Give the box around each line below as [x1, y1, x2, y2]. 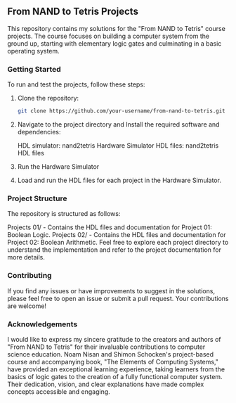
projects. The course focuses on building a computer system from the [7, 32, 209, 40]
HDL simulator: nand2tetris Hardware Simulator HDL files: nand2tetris [17, 141, 219, 150]
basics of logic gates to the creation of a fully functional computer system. [7, 372, 223, 380]
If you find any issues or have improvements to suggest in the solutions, [7, 286, 216, 295]
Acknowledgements [7, 319, 78, 329]
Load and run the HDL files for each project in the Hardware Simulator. [17, 176, 221, 184]
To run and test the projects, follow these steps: [7, 80, 145, 89]
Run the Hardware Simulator [17, 162, 100, 171]
